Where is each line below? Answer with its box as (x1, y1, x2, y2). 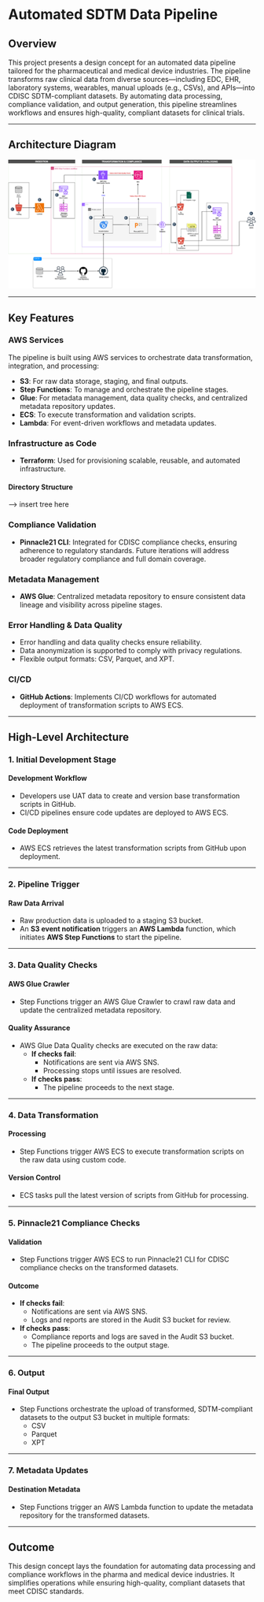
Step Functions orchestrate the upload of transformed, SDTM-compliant (19, 1404, 253, 1414)
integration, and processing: (8, 361, 100, 370)
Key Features (8, 311, 75, 325)
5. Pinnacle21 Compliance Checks (8, 1217, 141, 1228)
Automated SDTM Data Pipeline (8, 6, 218, 24)
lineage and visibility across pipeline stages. (19, 600, 163, 609)
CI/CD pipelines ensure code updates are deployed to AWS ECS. (19, 808, 229, 817)
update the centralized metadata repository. (19, 1005, 163, 1014)
